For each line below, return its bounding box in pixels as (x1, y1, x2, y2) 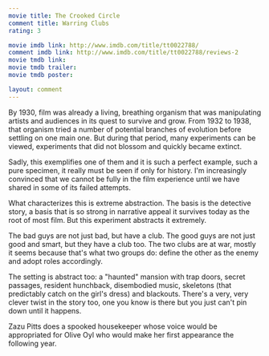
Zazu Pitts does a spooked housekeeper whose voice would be (8, 322, 218, 331)
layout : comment (8, 85, 63, 93)
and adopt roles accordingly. (8, 256, 103, 265)
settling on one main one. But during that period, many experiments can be (8, 133, 256, 143)
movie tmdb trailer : (8, 63, 78, 72)
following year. (8, 338, 57, 348)
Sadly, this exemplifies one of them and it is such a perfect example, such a (8, 157, 259, 167)
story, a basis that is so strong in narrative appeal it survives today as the (8, 206, 251, 216)
